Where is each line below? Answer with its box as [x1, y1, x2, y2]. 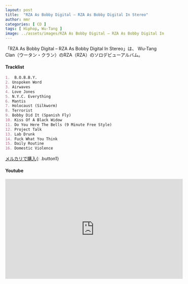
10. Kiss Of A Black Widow [5, 118, 62, 123]
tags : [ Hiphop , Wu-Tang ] [5, 26, 62, 31]
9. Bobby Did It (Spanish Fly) [5, 113, 71, 118]
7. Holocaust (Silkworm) [5, 103, 58, 109]
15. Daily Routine [5, 141, 44, 146]
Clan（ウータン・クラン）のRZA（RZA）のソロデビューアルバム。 [5, 52, 143, 58]
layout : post [5, 7, 33, 13]
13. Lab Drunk [5, 131, 35, 137]
